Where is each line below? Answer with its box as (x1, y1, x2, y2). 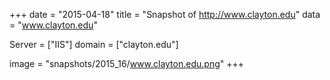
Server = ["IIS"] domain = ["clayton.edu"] (9, 39, 179, 50)
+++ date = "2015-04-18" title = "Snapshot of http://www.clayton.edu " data (9, 9, 321, 20)
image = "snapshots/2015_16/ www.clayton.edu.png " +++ (9, 58, 244, 69)
